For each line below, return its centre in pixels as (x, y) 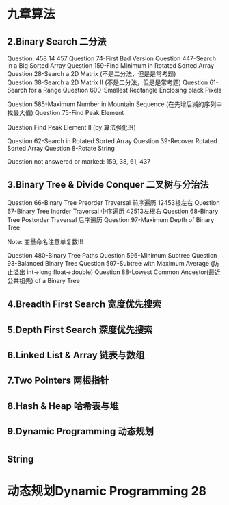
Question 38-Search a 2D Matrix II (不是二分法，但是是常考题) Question (108, 82)
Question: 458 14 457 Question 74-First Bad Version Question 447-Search (112, 58)
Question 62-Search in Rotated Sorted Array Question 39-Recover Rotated (112, 141)
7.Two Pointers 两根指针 (58, 381)
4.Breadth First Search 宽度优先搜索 (84, 305)
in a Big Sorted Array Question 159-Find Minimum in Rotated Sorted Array (110, 65)
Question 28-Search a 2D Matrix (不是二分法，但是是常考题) (92, 74)
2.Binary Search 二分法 (57, 41)
